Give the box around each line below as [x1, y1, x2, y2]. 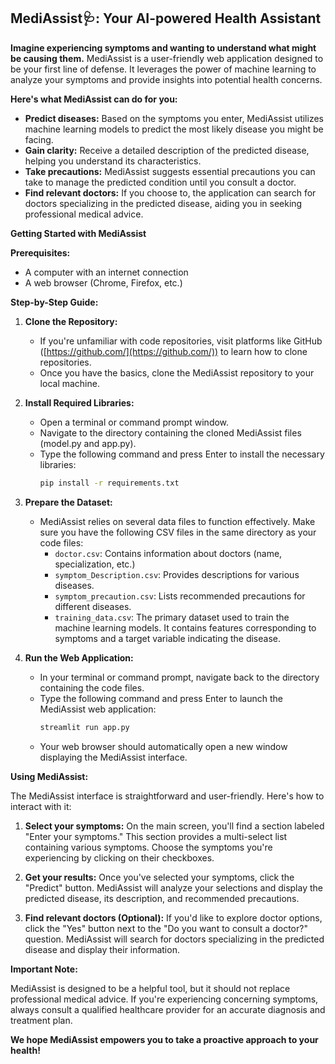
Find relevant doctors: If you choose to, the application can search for [24, 186, 317, 199]
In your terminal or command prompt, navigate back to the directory [39, 671, 320, 683]
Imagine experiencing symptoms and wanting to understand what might [10, 41, 317, 54]
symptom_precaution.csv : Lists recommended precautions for [54, 590, 306, 602]
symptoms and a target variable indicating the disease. [54, 632, 281, 644]
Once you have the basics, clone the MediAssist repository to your [39, 366, 315, 379]
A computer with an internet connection [24, 266, 189, 278]
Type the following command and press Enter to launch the [39, 692, 283, 704]
